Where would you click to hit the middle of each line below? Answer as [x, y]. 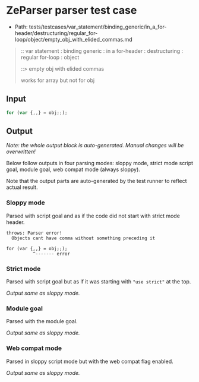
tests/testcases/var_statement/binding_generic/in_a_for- [98, 27]
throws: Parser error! [34, 233]
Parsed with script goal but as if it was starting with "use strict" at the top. [99, 282]
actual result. [22, 187]
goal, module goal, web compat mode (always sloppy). [73, 169]
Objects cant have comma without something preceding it [83, 238]
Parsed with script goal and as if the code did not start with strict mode [93, 216]
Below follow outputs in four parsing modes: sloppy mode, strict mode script [100, 163]
